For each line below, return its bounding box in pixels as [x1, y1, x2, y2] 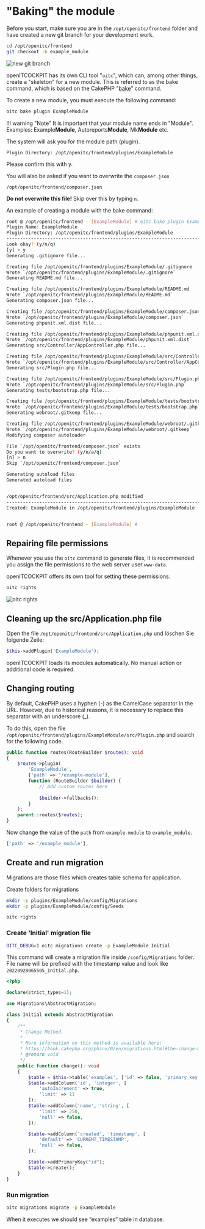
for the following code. [6, 737, 63, 745]
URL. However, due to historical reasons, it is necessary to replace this [6, 706, 184, 713]
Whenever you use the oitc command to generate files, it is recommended [6, 554, 195, 562]
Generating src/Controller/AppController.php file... [6, 342, 146, 348]
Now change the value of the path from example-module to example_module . [6, 829, 192, 836]
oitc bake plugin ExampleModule [6, 108, 88, 115]
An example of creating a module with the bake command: [6, 206, 154, 214]
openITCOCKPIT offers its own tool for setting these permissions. [6, 573, 171, 580]
